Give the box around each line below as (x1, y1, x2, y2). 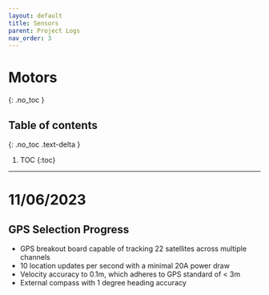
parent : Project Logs (8, 26, 81, 34)
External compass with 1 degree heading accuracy (19, 278, 187, 287)
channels (19, 253, 50, 261)
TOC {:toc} (19, 156, 56, 164)
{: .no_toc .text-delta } (8, 139, 81, 149)
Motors (8, 69, 58, 87)
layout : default (8, 11, 62, 20)
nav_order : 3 (8, 34, 52, 42)
